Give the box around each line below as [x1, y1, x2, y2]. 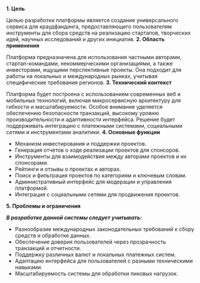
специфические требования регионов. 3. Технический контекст [6, 79, 172, 86]
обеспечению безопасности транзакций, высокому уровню [6, 110, 159, 116]
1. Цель [6, 5, 25, 12]
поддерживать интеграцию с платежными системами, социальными [6, 122, 183, 129]
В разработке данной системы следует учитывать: [6, 214, 142, 221]
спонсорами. [14, 159, 49, 166]
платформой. [14, 184, 49, 192]
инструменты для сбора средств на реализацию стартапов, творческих [6, 29, 191, 36]
